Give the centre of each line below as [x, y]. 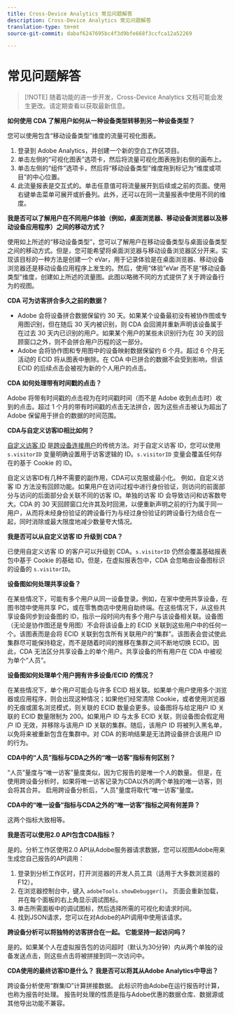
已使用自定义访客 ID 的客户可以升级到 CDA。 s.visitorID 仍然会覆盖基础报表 [117, 552]
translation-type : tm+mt [43, 27]
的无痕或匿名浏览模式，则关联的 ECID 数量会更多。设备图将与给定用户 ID [112, 708]
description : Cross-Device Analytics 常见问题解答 [79, 20]
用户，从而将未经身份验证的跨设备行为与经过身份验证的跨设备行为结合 [108, 513]
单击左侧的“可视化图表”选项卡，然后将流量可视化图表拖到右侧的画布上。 [121, 159]
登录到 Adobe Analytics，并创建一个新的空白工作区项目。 [100, 151]
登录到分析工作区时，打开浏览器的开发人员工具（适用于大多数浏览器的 [119, 874]
